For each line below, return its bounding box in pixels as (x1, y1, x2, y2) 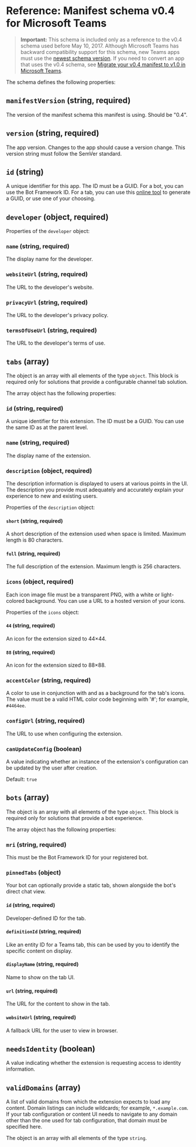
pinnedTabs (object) (6, 869, 61, 877)
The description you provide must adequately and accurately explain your (6, 486, 184, 494)
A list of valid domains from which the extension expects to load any (6, 1098, 171, 1105)
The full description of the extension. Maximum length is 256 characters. (6, 563, 181, 570)
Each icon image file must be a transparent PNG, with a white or (6, 591, 160, 598)
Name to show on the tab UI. (6, 974, 75, 981)
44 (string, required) (6, 622, 56, 629)
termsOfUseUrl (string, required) (6, 326, 98, 334)
